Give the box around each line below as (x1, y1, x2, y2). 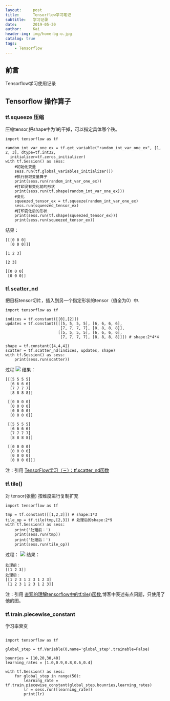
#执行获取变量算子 (14, 174, 48, 179)
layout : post (5, 7, 42, 13)
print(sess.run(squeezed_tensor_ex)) (14, 217, 95, 223)
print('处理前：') (14, 527, 51, 532)
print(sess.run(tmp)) (14, 532, 60, 537)
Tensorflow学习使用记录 (5, 81, 56, 87)
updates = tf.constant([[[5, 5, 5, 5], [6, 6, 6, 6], (5, 321, 123, 326)
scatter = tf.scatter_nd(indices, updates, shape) (5, 348, 116, 353)
